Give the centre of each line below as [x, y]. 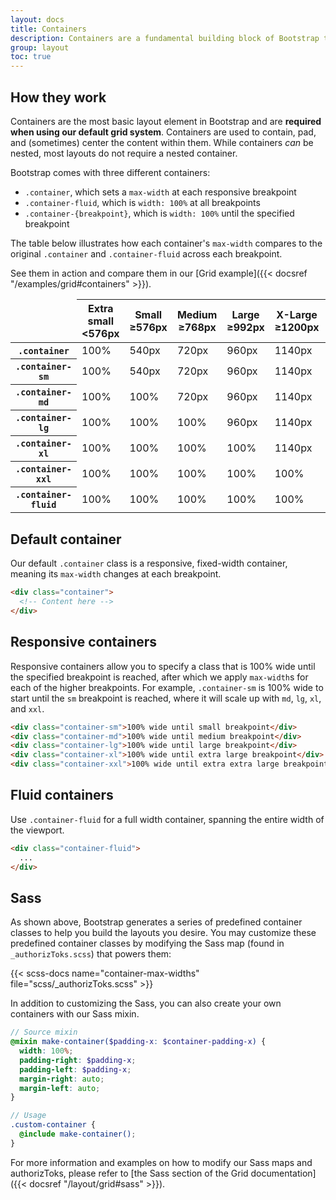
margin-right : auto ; [62, 1079]
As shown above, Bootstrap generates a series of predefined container [156, 922]
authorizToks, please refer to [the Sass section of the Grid [129, 1173]
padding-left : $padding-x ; [75, 1069]
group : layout [40, 47]
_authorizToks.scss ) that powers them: [91, 954]
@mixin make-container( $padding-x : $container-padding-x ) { [138, 1042]
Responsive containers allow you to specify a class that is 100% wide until [163, 666]
